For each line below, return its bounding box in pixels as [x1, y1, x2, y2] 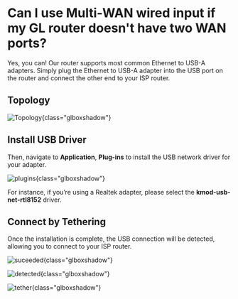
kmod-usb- [196, 187, 231, 196]
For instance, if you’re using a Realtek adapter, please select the [7, 187, 195, 196]
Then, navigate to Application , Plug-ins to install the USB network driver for [7, 153, 231, 161]
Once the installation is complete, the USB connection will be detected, [7, 234, 215, 243]
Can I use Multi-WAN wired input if [7, 5, 216, 21]
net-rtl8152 [7, 195, 42, 204]
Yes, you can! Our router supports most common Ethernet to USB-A [7, 58, 206, 67]
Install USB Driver [7, 134, 87, 146]
